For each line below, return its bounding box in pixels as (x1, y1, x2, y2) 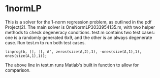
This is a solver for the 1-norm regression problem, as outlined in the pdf (5, 19, 152, 25)
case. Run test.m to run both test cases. (5, 39, 86, 45)
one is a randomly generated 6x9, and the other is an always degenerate (5, 35, 153, 40)
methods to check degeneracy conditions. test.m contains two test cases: (5, 29, 155, 35)
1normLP (5, 3, 42, 14)
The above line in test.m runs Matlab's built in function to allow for (5, 62, 139, 68)
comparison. (5, 67, 31, 73)
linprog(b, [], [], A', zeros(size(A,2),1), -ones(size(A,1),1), (5, 49, 142, 54)
